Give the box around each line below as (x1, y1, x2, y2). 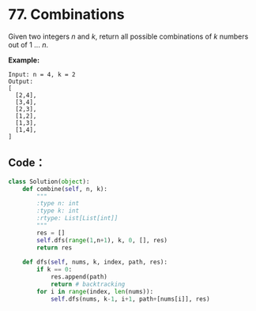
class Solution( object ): (8, 178, 90, 185)
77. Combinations (8, 6, 125, 24)
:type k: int (36, 207, 80, 215)
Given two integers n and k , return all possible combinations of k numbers (8, 32, 249, 41)
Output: (8, 77, 34, 85)
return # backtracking (50, 280, 126, 288)
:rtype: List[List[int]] (36, 215, 119, 223)
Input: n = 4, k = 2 (8, 70, 77, 78)
